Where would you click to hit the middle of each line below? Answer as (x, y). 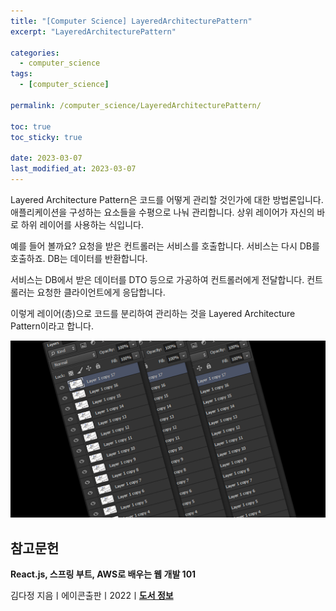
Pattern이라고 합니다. (52, 326)
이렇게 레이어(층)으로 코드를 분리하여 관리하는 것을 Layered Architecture (153, 313)
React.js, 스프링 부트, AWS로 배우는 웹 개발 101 (103, 574)
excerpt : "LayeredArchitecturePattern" (93, 31)
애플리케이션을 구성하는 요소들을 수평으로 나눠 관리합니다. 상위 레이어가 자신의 (162, 212)
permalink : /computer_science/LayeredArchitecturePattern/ (136, 105)
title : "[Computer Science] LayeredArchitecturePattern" (131, 21)
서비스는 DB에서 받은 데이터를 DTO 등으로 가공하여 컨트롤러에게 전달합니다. (157, 279)
